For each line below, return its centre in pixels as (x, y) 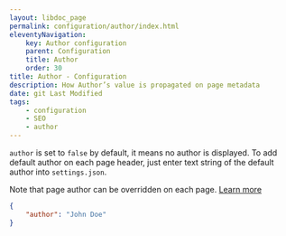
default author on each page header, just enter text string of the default (142, 162)
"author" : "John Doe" (66, 214)
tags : (19, 102)
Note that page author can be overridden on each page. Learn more (136, 189)
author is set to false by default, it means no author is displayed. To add (143, 153)
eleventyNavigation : (48, 34)
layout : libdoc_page (48, 18)
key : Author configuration (76, 43)
